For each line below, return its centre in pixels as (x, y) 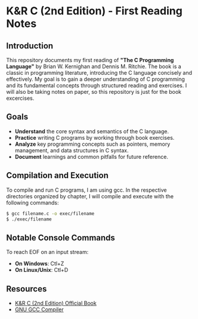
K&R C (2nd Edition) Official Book (55, 303)
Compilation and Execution (57, 175)
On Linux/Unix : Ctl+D (41, 270)
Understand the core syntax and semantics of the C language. (92, 131)
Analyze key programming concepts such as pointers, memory (92, 144)
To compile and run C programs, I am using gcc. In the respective (86, 190)
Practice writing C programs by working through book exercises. (95, 137)
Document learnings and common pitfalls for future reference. (92, 157)
